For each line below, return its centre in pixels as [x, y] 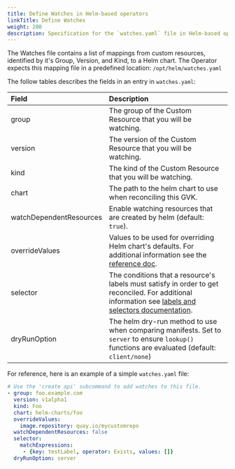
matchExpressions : [47, 445]
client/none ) [130, 356]
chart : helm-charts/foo [48, 413]
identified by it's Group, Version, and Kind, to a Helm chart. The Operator [112, 61]
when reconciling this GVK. [153, 197]
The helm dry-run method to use [163, 321]
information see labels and [152, 302]
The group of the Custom [150, 111]
